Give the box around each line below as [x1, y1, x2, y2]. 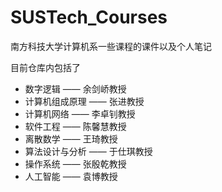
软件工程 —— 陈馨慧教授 [24, 120, 127, 132]
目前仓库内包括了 [10, 61, 81, 73]
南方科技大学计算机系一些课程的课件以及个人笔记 [10, 40, 212, 52]
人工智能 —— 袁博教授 [24, 170, 118, 182]
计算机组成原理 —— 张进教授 [24, 95, 145, 107]
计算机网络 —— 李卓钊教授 [24, 107, 136, 120]
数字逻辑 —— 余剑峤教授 [24, 82, 127, 95]
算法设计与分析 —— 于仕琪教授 [24, 145, 153, 157]
